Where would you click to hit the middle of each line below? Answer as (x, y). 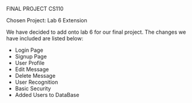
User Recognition (36, 82)
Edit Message (32, 69)
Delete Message (35, 76)
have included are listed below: (45, 38)
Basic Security (33, 89)
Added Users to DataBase (47, 95)
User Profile (30, 63)
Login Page (29, 50)
